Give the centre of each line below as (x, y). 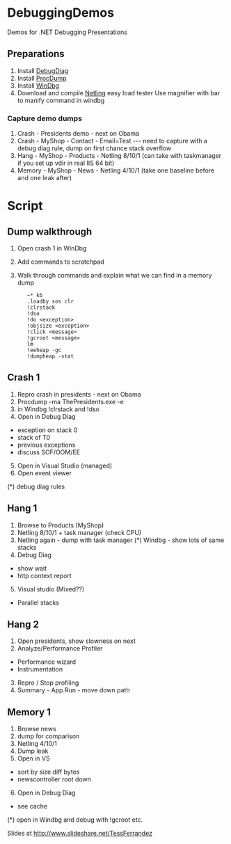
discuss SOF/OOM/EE (49, 452)
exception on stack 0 (47, 430)
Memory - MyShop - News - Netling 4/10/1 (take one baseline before (116, 170)
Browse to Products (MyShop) (61, 525)
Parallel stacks (38, 603)
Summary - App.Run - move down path (73, 690)
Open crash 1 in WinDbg (52, 248)
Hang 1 (22, 508)
